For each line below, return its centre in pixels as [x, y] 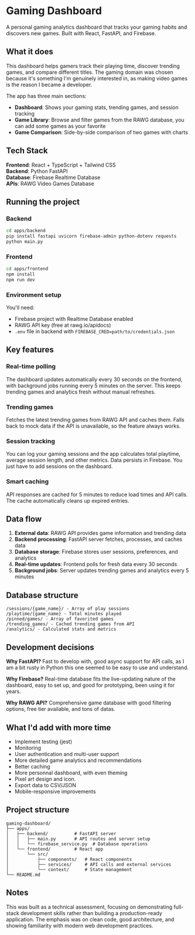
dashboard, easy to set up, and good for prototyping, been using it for [90, 685]
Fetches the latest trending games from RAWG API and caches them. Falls [95, 420]
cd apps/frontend [27, 269]
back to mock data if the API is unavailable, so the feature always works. [93, 426]
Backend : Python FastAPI [37, 171]
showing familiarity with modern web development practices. [80, 926]
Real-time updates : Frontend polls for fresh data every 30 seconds [96, 564]
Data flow [24, 519]
